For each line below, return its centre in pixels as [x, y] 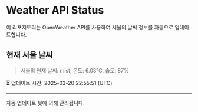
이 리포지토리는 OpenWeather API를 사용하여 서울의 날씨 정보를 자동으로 [90, 27]
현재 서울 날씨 [29, 55]
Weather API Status [55, 10]
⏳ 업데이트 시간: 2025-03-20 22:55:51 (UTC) [59, 83]
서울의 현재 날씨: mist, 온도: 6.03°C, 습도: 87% [75, 70]
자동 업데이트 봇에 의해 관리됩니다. [45, 103]
